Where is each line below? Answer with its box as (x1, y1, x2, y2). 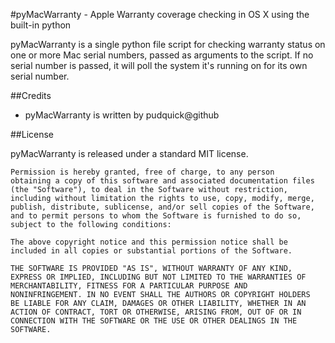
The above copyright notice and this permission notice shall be (10, 237, 288, 247)
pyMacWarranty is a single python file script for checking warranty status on (10, 39, 326, 50)
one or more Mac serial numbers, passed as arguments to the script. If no (10, 49, 314, 61)
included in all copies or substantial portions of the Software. (10, 246, 293, 256)
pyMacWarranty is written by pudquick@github (24, 109, 220, 121)
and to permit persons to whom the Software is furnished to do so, (10, 211, 302, 221)
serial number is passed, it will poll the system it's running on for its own (10, 60, 308, 71)
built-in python (10, 19, 72, 31)
